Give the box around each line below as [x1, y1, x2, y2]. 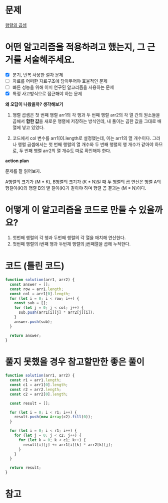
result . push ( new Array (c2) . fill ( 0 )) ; [14, 415, 93, 420]
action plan [5, 158, 29, 164]
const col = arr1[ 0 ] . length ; [9, 291, 70, 296]
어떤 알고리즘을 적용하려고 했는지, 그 [5, 42, 145, 53]
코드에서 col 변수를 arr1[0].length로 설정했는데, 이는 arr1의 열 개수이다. [12, 135, 151, 141]
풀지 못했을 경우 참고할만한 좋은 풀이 [5, 356, 145, 367]
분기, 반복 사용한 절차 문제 [12, 71, 63, 78]
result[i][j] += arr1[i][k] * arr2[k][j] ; [23, 442, 113, 447]
